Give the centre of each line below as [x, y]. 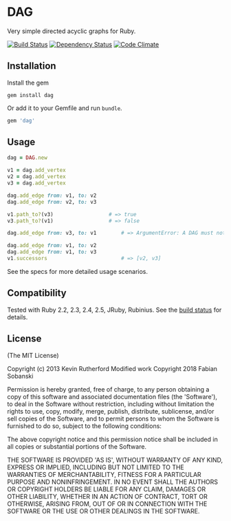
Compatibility [37, 293]
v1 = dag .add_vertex [37, 170]
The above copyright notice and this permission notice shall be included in [112, 439]
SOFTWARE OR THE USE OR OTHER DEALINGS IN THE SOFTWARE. [103, 511]
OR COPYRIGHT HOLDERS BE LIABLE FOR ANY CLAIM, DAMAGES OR [107, 489]
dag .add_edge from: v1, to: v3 [52, 252]
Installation [32, 66]
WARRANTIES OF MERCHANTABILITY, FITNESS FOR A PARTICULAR [104, 474]
